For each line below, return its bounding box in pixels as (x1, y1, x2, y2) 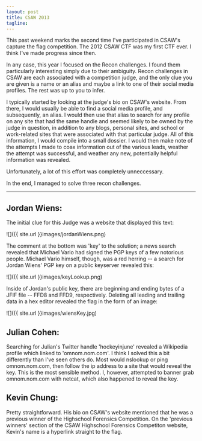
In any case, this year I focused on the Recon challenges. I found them (6, 61, 180, 68)
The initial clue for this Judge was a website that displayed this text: (6, 219, 174, 227)
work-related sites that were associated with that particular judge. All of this (6, 130, 194, 138)
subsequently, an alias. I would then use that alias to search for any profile (6, 111, 190, 118)
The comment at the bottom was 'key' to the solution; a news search (6, 242, 176, 249)
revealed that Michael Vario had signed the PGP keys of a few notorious (6, 249, 184, 256)
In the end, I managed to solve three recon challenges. (6, 179, 141, 187)
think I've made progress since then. (6, 50, 97, 57)
